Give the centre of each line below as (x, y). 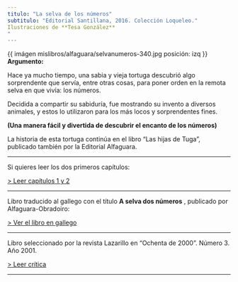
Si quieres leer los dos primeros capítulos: (69, 167)
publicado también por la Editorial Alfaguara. (72, 147)
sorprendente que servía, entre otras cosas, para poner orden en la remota (117, 83)
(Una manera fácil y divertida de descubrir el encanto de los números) (112, 126)
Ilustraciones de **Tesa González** (61, 27)
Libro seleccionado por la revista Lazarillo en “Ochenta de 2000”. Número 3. (119, 243)
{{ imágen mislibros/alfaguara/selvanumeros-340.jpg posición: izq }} (108, 54)
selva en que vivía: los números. (54, 90)
